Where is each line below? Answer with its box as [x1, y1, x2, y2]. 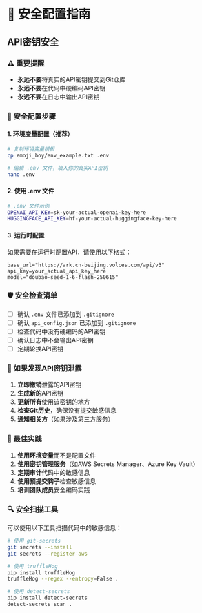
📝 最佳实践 [7, 434, 43, 444]
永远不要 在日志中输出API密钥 [17, 93, 100, 101]
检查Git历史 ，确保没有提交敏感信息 [17, 407, 117, 415]
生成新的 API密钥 [17, 389, 64, 398]
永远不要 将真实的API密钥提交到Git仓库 [17, 75, 126, 84]
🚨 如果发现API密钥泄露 [7, 364, 82, 373]
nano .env [7, 171, 36, 178]
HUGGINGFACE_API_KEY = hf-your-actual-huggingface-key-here [7, 215, 177, 222]
